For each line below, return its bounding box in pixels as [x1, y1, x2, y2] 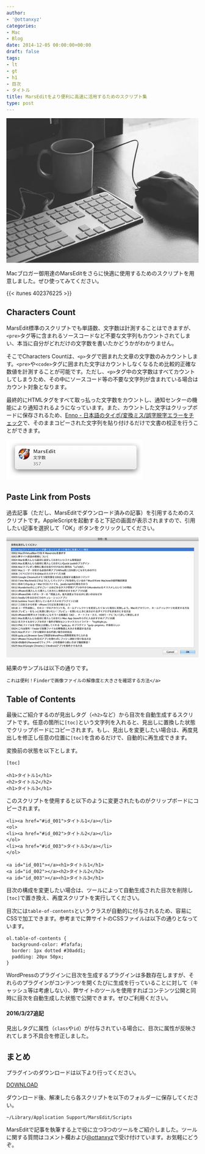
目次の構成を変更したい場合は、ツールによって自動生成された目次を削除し [6, 887, 193, 894]
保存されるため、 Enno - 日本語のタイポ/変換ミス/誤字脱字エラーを [22, 411, 189, 419]
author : [6, 10, 26, 16]
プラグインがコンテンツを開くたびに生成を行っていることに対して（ [22, 979, 193, 986]
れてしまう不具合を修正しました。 [6, 1032, 92, 1040]
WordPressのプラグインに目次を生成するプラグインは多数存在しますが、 [6, 972, 189, 979]
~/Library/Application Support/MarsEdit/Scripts [6, 1114, 132, 1121]
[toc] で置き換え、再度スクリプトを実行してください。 [6, 894, 143, 902]
